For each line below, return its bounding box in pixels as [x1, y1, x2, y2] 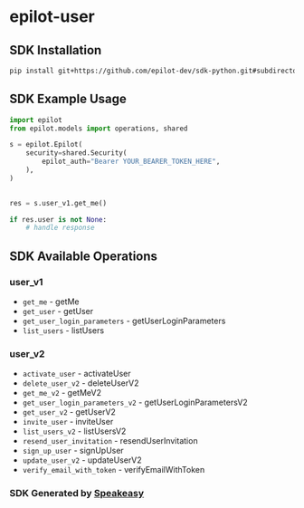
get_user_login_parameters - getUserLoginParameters [22, 315, 226, 326]
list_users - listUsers [22, 325, 105, 336]
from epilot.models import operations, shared [9, 124, 188, 133]
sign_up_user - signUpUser [22, 446, 124, 456]
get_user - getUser [22, 306, 93, 316]
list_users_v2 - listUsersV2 [22, 426, 127, 436]
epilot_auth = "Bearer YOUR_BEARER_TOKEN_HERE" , [42, 157, 221, 167]
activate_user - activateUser [22, 369, 131, 379]
